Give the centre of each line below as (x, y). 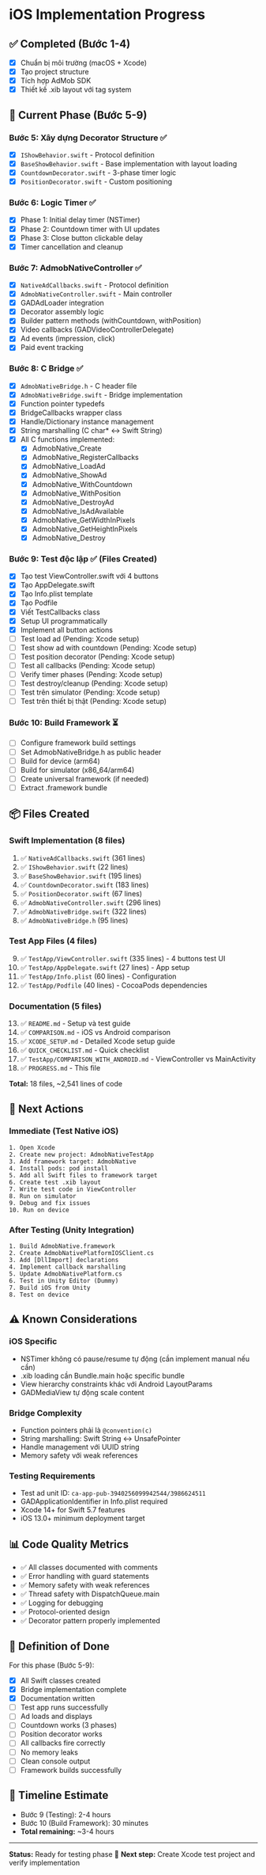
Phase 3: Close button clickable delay (81, 238)
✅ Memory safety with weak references (85, 1585)
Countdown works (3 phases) (69, 1725)
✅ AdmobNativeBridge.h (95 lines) (74, 920)
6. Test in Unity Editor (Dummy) (64, 1281)
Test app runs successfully (64, 1707)
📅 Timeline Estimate (59, 1795)
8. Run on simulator (43, 1196)
